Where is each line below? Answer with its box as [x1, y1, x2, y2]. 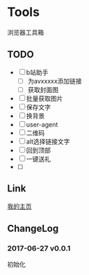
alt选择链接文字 [26, 137, 70, 146]
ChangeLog [7, 223, 59, 235]
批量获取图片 [26, 94, 63, 102]
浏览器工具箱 [7, 28, 44, 36]
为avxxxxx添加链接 [27, 77, 82, 85]
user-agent [26, 120, 58, 129]
